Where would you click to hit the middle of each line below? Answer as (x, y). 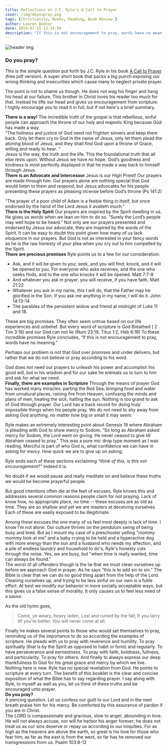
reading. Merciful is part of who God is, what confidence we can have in (79, 446)
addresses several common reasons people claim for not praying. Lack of (81, 496)
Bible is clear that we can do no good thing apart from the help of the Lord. (82, 575)
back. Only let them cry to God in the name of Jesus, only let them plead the (84, 138)
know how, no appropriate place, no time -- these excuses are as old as (79, 502)
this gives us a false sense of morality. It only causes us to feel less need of (83, 591)
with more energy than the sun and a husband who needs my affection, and (83, 543)
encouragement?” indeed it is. (36, 466)
